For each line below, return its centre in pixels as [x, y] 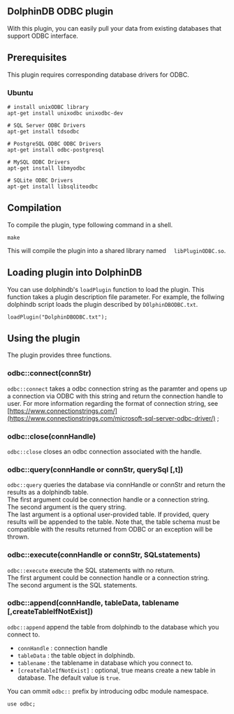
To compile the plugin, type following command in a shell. [90, 225]
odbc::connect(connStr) [50, 373]
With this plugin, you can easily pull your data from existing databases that [115, 28]
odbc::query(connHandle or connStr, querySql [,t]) [95, 469]
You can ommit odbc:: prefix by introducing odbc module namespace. [108, 691]
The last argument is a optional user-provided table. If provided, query [108, 515]
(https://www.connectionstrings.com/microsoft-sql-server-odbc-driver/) [111, 418]
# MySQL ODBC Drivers [39, 162]
